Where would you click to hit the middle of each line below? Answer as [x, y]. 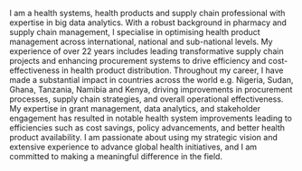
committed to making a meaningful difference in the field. [116, 156]
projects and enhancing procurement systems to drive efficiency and [138, 61]
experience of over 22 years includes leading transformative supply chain [146, 51]
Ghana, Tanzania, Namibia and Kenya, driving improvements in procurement [151, 90]
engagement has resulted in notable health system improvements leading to [151, 118]
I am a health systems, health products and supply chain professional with [147, 13]
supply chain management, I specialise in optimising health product [135, 32]
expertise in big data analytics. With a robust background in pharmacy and [148, 22]
